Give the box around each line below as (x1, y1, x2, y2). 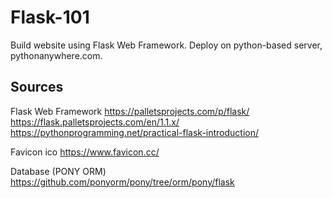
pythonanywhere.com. (10, 49, 103, 61)
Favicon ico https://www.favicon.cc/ (10, 146, 160, 158)
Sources (10, 79, 64, 96)
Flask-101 (10, 6, 90, 29)
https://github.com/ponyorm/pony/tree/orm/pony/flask (10, 176, 235, 188)
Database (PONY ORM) (10, 165, 107, 177)
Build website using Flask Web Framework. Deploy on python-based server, (10, 39, 323, 51)
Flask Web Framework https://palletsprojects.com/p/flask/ (10, 105, 250, 117)
